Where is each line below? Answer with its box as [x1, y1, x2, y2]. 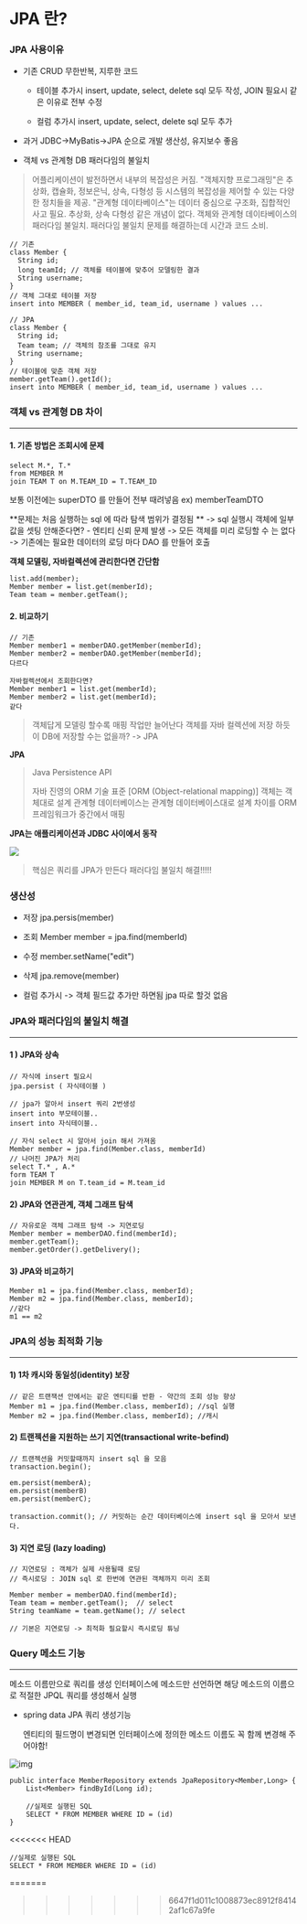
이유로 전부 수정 [46, 97, 103, 108]
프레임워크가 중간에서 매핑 [31, 808, 126, 819]
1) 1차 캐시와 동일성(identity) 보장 [9, 1369, 130, 1381]
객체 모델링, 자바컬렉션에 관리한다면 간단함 [9, 555, 160, 567]
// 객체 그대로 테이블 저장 [9, 292, 98, 301]
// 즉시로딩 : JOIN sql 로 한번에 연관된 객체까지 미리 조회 [9, 1575, 211, 1584]
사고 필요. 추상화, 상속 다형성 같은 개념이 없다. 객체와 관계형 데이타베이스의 [31, 208, 298, 219]
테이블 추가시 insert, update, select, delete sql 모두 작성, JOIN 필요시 [36, 85, 288, 96]
